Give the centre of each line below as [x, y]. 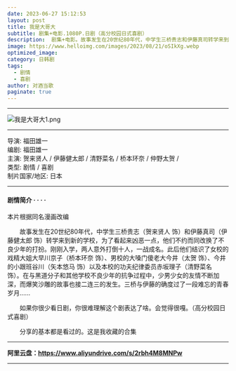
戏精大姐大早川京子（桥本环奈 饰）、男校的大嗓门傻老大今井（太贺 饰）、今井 [117, 258]
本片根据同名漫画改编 [38, 217]
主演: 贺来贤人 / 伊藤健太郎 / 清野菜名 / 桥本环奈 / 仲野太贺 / [93, 158]
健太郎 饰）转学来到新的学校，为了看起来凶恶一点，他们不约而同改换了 [116, 241]
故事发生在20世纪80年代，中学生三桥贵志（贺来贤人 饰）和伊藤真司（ [120, 231]
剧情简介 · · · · [27, 200]
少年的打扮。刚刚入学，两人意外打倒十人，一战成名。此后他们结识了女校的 [121, 249]
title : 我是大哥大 [32, 27]
